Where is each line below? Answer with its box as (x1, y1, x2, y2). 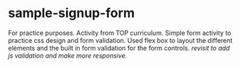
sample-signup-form (8, 5, 135, 21)
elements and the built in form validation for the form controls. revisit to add (8, 43, 230, 52)
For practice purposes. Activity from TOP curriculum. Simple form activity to (8, 29, 231, 37)
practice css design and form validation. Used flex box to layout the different (8, 36, 233, 44)
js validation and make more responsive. (8, 51, 127, 60)
